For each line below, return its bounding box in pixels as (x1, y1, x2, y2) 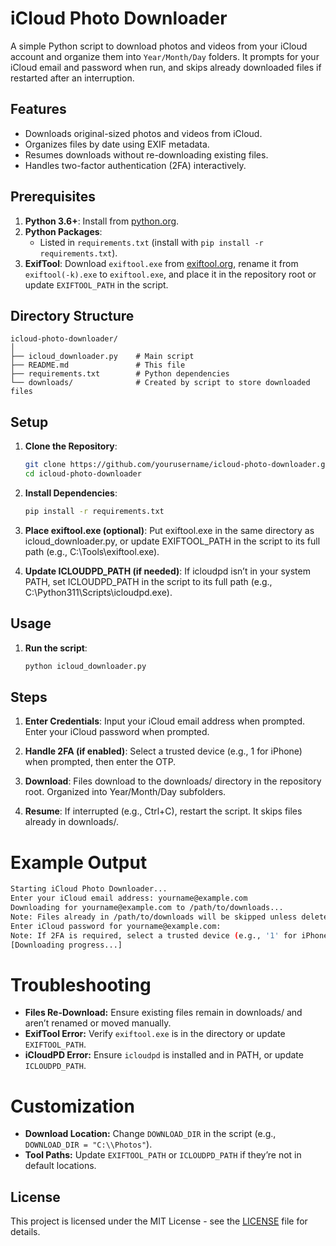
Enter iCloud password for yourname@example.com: (10, 921, 222, 931)
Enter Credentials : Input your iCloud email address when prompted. (24, 715, 306, 727)
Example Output (10, 851, 148, 874)
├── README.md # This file (10, 360, 186, 371)
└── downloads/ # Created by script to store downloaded (10, 378, 311, 388)
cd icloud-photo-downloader (24, 469, 142, 479)
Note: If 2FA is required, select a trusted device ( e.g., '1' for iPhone (10, 930, 329, 941)
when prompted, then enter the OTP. (24, 756, 177, 768)
